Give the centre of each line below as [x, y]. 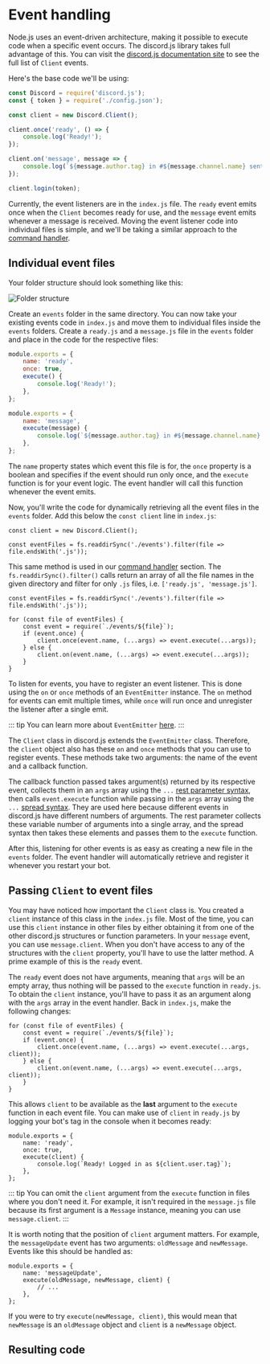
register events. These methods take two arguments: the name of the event [133, 757]
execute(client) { [53, 1157]
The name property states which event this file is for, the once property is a [130, 466]
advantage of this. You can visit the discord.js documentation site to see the [134, 54]
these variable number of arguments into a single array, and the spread [126, 824]
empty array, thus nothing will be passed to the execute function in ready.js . [135, 985]
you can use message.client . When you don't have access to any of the [127, 944]
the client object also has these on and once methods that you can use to [130, 748]
